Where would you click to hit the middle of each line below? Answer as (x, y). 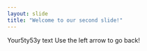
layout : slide (28, 14)
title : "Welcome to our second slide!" (65, 20)
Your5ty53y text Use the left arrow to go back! (74, 40)
